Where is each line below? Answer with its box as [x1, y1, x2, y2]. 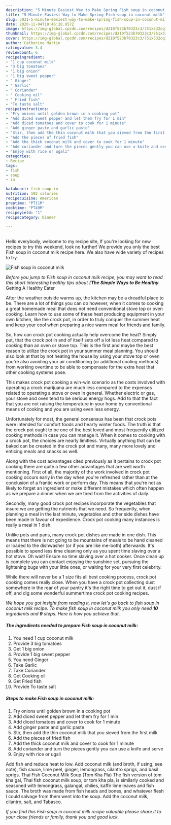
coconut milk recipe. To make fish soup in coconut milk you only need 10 [6, 605, 158, 611]
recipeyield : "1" [6, 210, 43, 215]
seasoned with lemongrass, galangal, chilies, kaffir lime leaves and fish [6, 782, 154, 789]
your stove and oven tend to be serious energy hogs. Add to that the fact [6, 395, 158, 401]
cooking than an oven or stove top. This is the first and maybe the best [6, 342, 154, 349]
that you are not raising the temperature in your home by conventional [6, 401, 152, 407]
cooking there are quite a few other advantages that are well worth [6, 464, 145, 470]
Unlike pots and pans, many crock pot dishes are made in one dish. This [6, 532, 157, 538]
